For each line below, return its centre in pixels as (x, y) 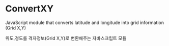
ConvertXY (30, 9)
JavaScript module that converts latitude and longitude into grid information (85, 22)
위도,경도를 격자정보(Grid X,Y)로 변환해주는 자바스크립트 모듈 (66, 38)
